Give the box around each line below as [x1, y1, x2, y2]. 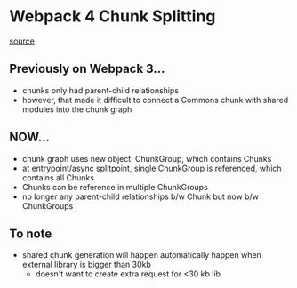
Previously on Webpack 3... [9, 61, 166, 76]
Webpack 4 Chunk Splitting [9, 6, 216, 27]
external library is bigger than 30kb [21, 260, 151, 270]
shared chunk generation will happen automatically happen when [21, 250, 262, 260]
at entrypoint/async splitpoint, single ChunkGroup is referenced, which [21, 163, 282, 173]
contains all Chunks [21, 172, 95, 183]
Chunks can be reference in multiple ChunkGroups [21, 181, 209, 192]
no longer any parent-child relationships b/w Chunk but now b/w [21, 191, 260, 202]
